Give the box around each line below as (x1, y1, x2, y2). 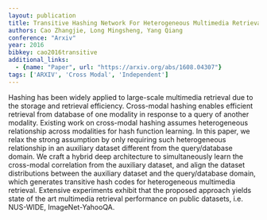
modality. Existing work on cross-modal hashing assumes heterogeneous (8, 118, 249, 127)
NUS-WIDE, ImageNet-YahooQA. (8, 202, 115, 211)
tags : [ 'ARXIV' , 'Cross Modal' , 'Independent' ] (8, 71, 169, 79)
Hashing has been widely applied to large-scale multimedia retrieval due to (8, 92, 253, 102)
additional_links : (8, 56, 69, 64)
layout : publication (8, 11, 77, 20)
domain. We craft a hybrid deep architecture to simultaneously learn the (8, 152, 244, 161)
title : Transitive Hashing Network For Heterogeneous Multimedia (8, 19, 229, 27)
